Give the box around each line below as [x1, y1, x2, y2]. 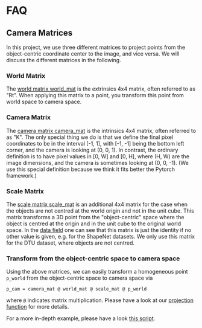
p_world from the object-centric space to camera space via [6, 274, 153, 281]
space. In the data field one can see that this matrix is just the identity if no [6, 226, 192, 233]
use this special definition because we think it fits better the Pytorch [6, 166, 175, 173]
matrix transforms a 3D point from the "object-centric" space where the [6, 213, 185, 220]
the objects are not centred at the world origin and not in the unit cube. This [6, 207, 194, 214]
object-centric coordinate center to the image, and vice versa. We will [6, 50, 180, 57]
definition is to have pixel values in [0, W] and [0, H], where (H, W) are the [6, 152, 190, 160]
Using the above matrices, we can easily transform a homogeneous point [6, 268, 188, 275]
